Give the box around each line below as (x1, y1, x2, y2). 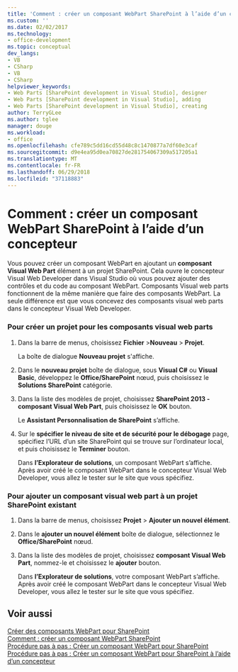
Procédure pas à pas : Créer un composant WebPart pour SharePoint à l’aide (7, 649, 231, 658)
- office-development (7, 37, 72, 44)
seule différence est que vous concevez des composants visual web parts (7, 297, 224, 306)
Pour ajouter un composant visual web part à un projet (7, 491, 198, 500)
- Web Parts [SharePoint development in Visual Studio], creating (7, 103, 208, 110)
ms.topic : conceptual (7, 43, 72, 50)
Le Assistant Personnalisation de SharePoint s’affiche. (17, 415, 181, 424)
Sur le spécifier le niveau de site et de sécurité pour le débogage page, (17, 430, 229, 438)
